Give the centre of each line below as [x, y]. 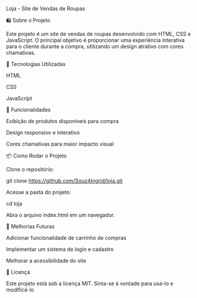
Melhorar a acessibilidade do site [46, 261]
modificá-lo [20, 290]
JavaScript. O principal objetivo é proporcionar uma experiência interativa [96, 40]
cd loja [14, 203]
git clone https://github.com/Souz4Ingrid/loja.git [64, 181]
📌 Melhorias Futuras [30, 226]
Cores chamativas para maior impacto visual [60, 144]
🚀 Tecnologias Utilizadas [36, 64]
